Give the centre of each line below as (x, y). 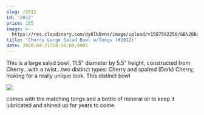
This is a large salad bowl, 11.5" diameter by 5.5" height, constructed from (98, 63)
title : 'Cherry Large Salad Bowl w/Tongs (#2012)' (72, 40)
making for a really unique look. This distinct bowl (68, 76)
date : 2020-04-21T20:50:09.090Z (47, 46)
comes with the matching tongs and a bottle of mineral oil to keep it (90, 99)
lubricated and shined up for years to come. (61, 105)
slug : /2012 (21, 12)
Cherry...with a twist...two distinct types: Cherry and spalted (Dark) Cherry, (100, 69)
